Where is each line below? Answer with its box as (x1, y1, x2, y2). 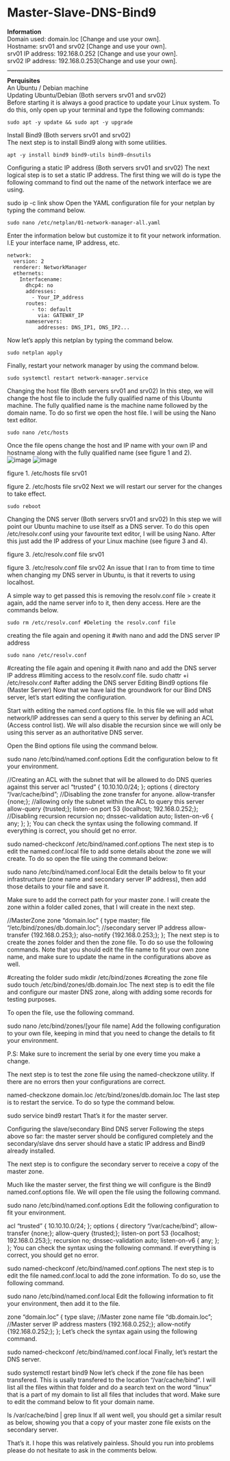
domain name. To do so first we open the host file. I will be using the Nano (7, 409, 216, 417)
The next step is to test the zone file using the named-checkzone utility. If (7, 1070, 215, 1079)
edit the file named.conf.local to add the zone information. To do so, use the (7, 1272, 221, 1280)
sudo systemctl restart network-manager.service (7, 374, 149, 382)
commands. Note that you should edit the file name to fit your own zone (7, 945, 209, 954)
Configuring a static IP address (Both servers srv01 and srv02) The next (7, 163, 210, 172)
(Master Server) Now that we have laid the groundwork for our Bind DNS (7, 685, 212, 694)
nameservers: (25, 318, 63, 325)
